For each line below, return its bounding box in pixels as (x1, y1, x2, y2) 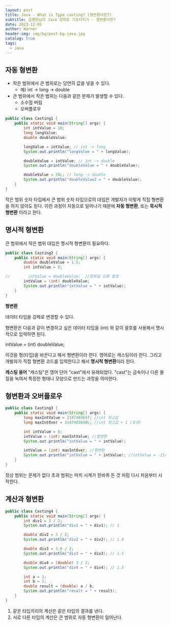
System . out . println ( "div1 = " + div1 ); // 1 (23, 523, 120, 528)
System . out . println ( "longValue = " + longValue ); (23, 149, 131, 154)
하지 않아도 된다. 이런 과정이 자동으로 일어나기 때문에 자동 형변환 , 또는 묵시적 (10, 203, 162, 209)
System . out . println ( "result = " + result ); (23, 589, 117, 594)
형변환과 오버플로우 (5, 392, 63, 400)
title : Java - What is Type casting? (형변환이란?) (5, 12, 112, 17)
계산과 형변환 (5, 495, 44, 504)
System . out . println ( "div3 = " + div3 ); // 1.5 (23, 551, 124, 556)
